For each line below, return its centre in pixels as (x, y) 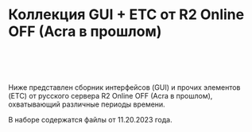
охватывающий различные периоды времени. (87, 104)
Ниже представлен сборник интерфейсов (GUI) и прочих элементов (124, 87)
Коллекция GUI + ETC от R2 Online (126, 15)
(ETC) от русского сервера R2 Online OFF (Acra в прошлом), (110, 95)
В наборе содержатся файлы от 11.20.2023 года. (90, 119)
